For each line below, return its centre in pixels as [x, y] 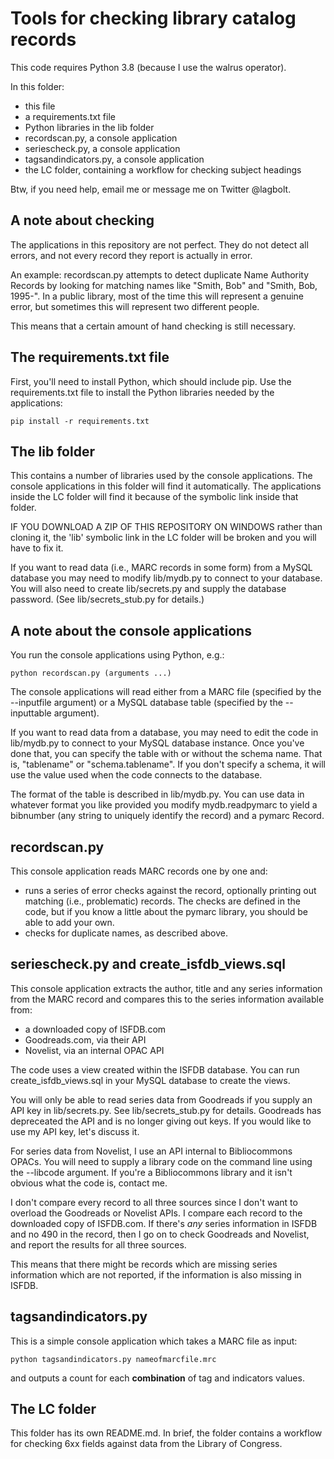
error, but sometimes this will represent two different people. [135, 306]
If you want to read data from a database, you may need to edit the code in [164, 733]
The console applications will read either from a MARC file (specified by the [166, 692]
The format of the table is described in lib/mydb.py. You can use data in [157, 794]
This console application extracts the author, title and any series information [166, 988]
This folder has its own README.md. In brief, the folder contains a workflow [166, 1433]
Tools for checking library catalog [153, 18]
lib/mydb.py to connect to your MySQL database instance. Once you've [157, 743]
